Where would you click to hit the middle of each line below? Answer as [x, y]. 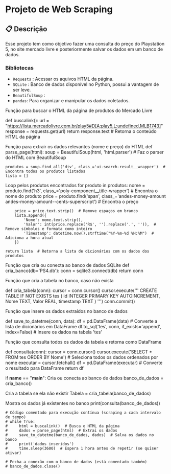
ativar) [14, 453]
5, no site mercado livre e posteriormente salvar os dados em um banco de [84, 49]
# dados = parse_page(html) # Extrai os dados [61, 431]
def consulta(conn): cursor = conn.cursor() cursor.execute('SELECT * [79, 352]
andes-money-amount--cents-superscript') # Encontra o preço [72, 202]
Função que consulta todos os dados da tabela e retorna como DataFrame [83, 342]
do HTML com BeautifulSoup [36, 157]
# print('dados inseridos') [40, 444]
